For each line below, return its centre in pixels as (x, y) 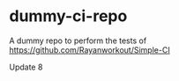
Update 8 (26, 67)
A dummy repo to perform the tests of (78, 40)
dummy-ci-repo (68, 16)
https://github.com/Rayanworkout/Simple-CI (89, 49)
